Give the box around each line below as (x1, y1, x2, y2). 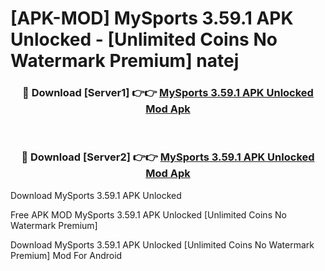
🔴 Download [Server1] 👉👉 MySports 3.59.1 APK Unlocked (22, 86, 314, 100)
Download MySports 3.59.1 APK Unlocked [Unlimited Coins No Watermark (10, 238, 315, 251)
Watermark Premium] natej (10, 50, 240, 72)
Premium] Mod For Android (10, 249, 123, 261)
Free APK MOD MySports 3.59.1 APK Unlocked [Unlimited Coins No (10, 208, 287, 221)
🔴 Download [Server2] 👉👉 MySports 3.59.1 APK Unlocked (21, 150, 315, 164)
